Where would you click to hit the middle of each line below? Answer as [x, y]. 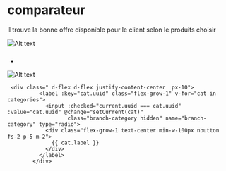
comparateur [47, 10]
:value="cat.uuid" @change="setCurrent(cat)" [75, 112]
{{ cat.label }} [76, 143]
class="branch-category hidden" [115, 118]
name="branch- [186, 118]
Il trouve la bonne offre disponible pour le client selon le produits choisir [112, 30]
